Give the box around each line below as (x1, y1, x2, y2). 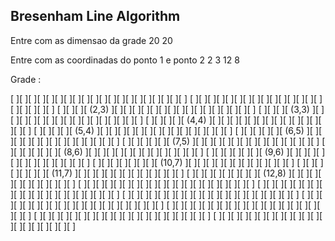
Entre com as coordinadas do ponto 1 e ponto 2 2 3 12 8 (10, 54, 240, 66)
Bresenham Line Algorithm (10, 8, 181, 25)
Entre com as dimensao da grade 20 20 (10, 34, 173, 46)
